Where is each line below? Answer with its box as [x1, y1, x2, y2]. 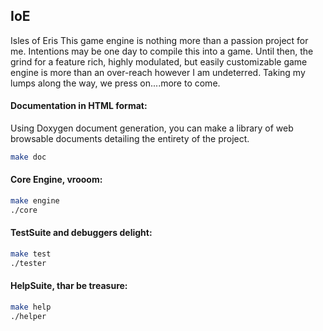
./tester [10, 258, 47, 268]
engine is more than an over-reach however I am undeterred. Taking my [10, 66, 306, 78]
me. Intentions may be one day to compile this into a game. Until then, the [10, 45, 314, 57]
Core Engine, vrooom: [10, 174, 103, 186]
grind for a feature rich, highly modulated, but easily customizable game [10, 55, 308, 68]
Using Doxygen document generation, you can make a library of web [10, 122, 294, 134]
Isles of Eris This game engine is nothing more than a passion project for [10, 34, 309, 46]
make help [10, 302, 52, 312]
